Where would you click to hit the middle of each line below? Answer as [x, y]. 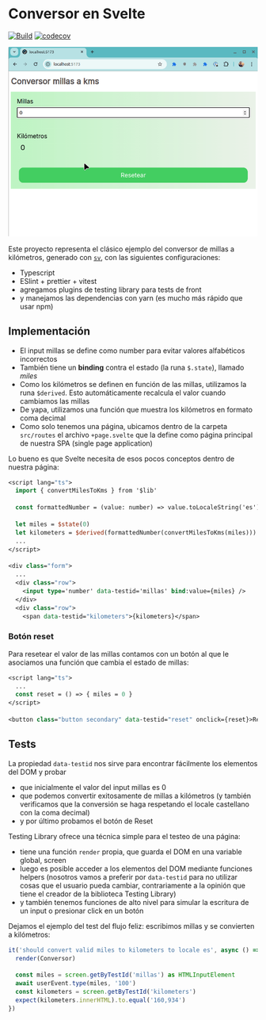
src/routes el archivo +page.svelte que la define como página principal [136, 435]
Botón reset [31, 637]
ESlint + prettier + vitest [58, 281]
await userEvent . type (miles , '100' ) [76, 984]
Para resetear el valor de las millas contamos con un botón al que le [119, 654]
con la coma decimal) [55, 812]
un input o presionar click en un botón [82, 911]
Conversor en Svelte [77, 14]
